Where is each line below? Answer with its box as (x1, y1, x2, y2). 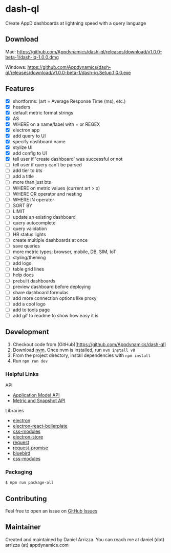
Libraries (5, 408, 24, 414)
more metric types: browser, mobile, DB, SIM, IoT (12, 249, 117, 255)
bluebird (12, 450, 31, 456)
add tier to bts (12, 167, 42, 174)
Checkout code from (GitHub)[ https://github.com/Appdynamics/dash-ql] (12, 341, 166, 347)
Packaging (5, 468, 32, 475)
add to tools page (12, 307, 50, 313)
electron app (12, 127, 40, 133)
